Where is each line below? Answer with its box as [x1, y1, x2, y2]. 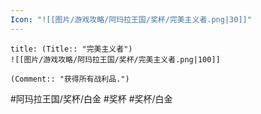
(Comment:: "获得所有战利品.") [10, 74, 130, 84]
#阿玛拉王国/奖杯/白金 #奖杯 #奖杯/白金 [10, 92, 173, 105]
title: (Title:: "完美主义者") [10, 44, 133, 54]
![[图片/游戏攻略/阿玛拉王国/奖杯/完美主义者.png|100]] [10, 54, 221, 65]
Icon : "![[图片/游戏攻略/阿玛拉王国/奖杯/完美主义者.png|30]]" [10, 14, 252, 25]
